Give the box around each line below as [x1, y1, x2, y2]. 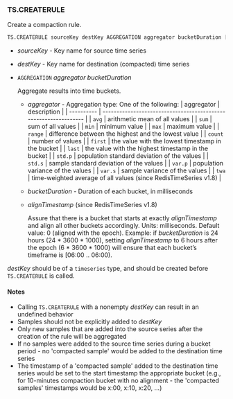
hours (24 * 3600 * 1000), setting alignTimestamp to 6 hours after [27, 236, 218, 245]
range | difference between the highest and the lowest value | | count [27, 130, 224, 138]
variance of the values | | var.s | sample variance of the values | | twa [27, 166, 226, 175]
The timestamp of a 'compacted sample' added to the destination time [17, 362, 218, 370]
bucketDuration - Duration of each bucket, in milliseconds [27, 187, 193, 195]
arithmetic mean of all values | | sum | [107, 115, 213, 123]
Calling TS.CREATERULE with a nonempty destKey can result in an [17, 303, 199, 311]
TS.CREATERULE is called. [7, 272, 75, 280]
